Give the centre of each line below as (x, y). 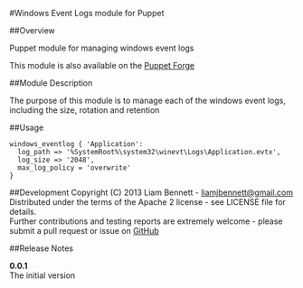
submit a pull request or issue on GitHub (85, 231)
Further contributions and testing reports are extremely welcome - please (146, 221)
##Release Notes (42, 248)
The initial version (43, 275)
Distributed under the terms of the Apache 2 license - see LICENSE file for (148, 202)
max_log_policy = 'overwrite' (74, 168)
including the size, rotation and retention (85, 110)
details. (23, 212)
